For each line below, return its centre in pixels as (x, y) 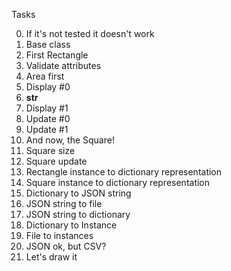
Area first (45, 76)
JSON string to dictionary (78, 214)
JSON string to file (64, 203)
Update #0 (48, 118)
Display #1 (47, 108)
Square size (50, 150)
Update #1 (47, 129)
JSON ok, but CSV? (66, 246)
